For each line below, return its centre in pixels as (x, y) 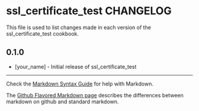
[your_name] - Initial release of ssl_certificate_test (76, 66)
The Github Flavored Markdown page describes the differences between (95, 95)
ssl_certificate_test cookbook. (42, 33)
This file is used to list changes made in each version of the (78, 27)
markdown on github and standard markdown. (62, 102)
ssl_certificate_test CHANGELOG (89, 11)
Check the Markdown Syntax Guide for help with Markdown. (80, 84)
